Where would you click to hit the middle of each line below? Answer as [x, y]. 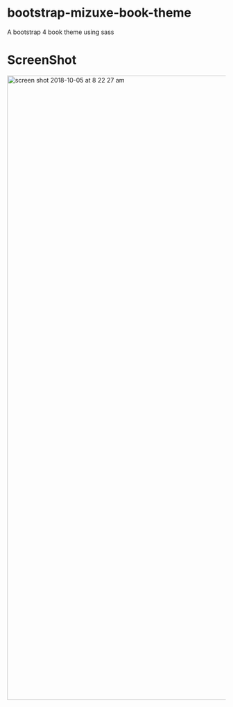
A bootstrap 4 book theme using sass [61, 32]
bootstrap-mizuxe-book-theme [100, 13]
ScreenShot [42, 60]
